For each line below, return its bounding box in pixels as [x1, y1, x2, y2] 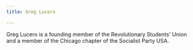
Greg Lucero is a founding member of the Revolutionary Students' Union [6, 31, 187, 38]
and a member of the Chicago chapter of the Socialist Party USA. [6, 37, 169, 44]
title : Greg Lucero [6, 8, 56, 15]
